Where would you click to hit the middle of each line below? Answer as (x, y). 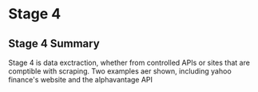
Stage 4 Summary (54, 44)
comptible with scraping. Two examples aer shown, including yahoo (120, 71)
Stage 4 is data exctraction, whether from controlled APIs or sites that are (129, 62)
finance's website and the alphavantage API (81, 80)
